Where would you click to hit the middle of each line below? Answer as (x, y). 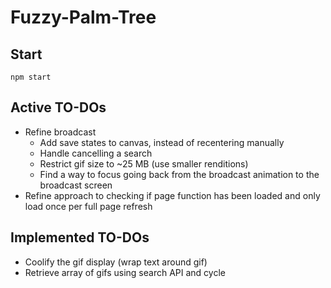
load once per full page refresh (88, 206)
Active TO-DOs (58, 107)
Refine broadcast (60, 132)
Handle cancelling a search (96, 153)
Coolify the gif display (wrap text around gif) (116, 262)
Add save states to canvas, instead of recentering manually (162, 142)
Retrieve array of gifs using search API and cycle (125, 272)
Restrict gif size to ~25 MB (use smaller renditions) (144, 163)
